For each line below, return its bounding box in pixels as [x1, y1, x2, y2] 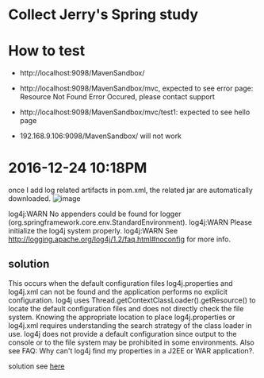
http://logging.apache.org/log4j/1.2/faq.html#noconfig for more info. [8, 234, 231, 244]
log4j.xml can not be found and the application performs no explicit [8, 287, 228, 296]
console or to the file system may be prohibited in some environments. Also [8, 337, 255, 347]
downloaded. [8, 194, 52, 203]
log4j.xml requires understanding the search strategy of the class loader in [8, 320, 252, 330]
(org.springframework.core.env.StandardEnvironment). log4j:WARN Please [8, 218, 252, 227]
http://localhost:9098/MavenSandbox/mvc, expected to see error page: [19, 83, 254, 93]
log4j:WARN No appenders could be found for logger [8, 209, 182, 219]
